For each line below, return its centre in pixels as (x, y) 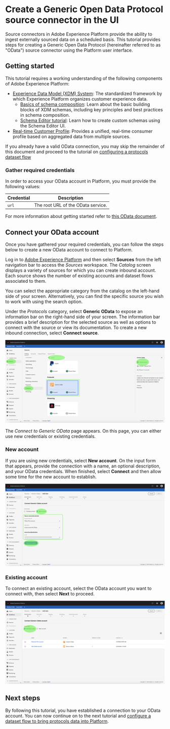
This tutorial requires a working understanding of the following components (84, 78)
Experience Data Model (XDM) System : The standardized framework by (87, 93)
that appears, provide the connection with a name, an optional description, (83, 466)
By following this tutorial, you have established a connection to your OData (83, 710)
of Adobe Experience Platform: (37, 83)
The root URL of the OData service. (71, 205)
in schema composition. (45, 115)
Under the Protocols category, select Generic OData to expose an (74, 312)
